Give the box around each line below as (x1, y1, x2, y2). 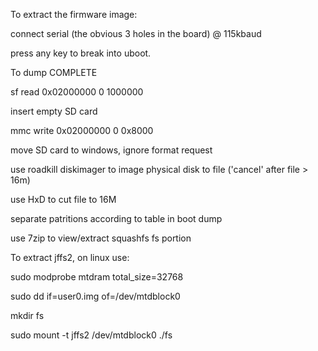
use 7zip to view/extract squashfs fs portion (10, 232, 192, 244)
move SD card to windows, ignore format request (10, 144, 213, 156)
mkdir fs (10, 310, 45, 321)
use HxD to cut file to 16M (10, 194, 117, 205)
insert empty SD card (10, 105, 98, 117)
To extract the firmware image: (10, 9, 138, 20)
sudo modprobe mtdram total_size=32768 (10, 271, 184, 283)
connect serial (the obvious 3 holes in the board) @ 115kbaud (10, 28, 262, 39)
